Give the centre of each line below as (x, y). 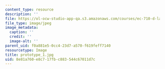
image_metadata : (22, 28)
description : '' (22, 14)
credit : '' (21, 37)
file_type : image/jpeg (28, 23)
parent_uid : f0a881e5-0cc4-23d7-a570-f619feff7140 (58, 46)
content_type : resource (29, 9)
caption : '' (22, 32)
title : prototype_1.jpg (29, 55)
